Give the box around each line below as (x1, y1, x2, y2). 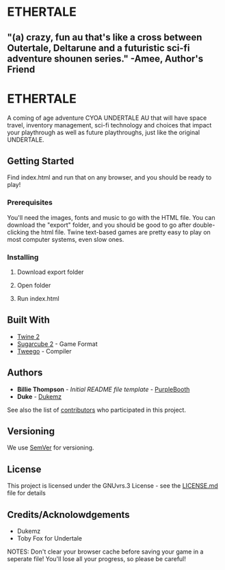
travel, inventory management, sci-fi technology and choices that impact (7, 121, 212, 129)
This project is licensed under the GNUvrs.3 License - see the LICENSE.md (7, 482, 219, 490)
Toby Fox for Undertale (16, 534, 82, 542)
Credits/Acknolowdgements (7, 508, 130, 521)
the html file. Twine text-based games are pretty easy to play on (30, 227, 211, 236)
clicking (7, 227, 29, 236)
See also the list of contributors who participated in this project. (7, 406, 187, 414)
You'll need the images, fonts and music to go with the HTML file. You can (7, 213, 215, 221)
